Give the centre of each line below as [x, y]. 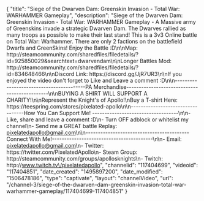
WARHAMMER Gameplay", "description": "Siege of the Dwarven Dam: [95, 15]
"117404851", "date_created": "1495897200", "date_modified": [85, 172]
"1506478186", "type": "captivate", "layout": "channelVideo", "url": [90, 178]
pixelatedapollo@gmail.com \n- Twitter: [55, 146]
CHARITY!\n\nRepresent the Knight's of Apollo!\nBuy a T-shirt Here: [92, 100]
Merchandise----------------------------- [146, 87]
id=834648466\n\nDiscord [40, 74]
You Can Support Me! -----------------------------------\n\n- [114, 113]
